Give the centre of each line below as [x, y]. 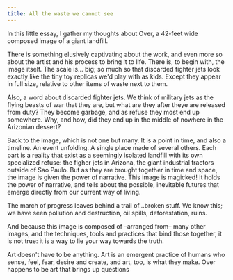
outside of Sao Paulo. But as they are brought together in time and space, [112, 170]
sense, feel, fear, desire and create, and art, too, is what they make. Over [111, 262]
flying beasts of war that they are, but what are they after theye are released [116, 104]
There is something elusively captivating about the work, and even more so [115, 54]
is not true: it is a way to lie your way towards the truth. [86, 241]
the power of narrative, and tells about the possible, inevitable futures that [113, 184]
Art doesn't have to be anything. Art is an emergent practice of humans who [116, 254]
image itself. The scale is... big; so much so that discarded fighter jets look [114, 69]
